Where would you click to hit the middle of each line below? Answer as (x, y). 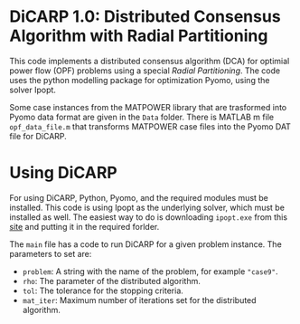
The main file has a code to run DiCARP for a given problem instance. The (145, 244)
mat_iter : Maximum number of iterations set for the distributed (139, 300)
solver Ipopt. (33, 90)
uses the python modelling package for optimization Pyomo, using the (140, 80)
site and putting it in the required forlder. (84, 226)
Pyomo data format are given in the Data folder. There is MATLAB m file (141, 117)
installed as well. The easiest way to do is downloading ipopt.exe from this (148, 217)
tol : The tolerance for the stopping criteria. (103, 291)
